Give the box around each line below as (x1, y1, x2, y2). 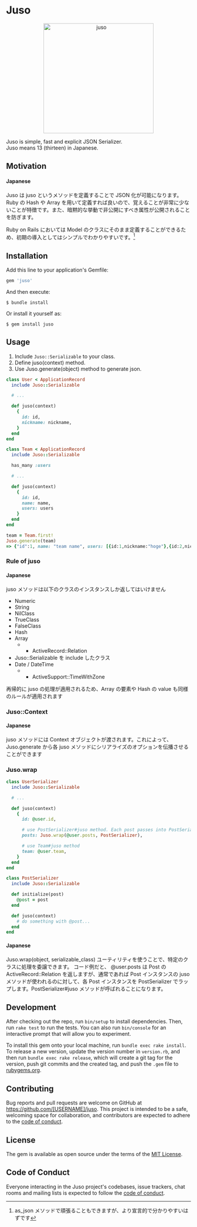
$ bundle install (6, 300, 49, 306)
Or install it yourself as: (6, 310, 62, 317)
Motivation (6, 161, 47, 171)
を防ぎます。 (6, 213, 37, 221)
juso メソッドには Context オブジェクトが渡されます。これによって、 (6, 735, 172, 743)
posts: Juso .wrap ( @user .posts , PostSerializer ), (21, 832, 143, 839)
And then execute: (6, 288, 50, 295)
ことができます (6, 750, 42, 757)
